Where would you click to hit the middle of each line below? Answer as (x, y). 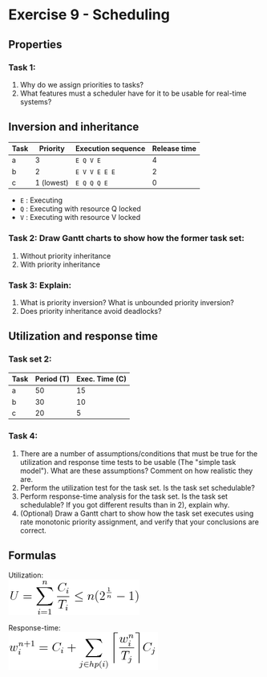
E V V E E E (95, 172)
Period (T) (52, 379)
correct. (33, 530)
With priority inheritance (60, 264)
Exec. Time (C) (101, 379)
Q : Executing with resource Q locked (81, 209)
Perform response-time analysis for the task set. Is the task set (124, 496)
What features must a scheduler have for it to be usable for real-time (133, 93)
